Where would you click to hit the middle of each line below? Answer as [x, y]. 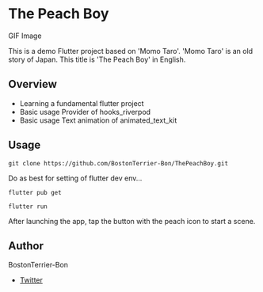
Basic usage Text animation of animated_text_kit [98, 120]
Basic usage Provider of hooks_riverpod [85, 112]
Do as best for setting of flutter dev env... [75, 178]
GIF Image [25, 36]
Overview [33, 84]
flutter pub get [35, 192]
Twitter [31, 280]
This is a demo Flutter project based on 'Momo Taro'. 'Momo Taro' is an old [131, 51]
